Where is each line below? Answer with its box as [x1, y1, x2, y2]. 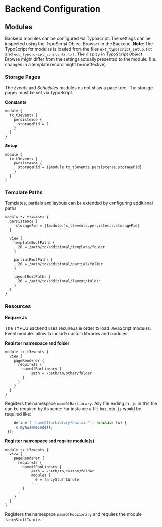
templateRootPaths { [14, 240, 55, 245]
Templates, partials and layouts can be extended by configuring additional [5, 200, 153, 206]
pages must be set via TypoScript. [5, 90, 74, 96]
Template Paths [5, 189, 43, 196]
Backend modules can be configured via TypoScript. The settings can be [5, 36, 151, 41]
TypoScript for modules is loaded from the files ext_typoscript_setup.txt [5, 46, 153, 52]
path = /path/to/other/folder [31, 371, 92, 376]
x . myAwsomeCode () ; [16, 425, 53, 430]
